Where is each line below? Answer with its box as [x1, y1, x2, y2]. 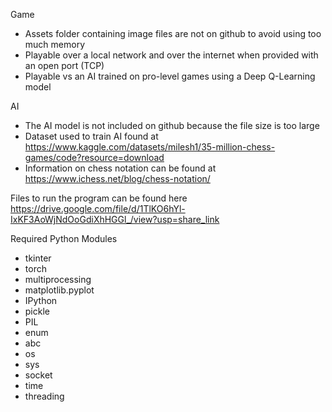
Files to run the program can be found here [10, 192, 188, 204]
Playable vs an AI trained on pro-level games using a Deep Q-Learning [24, 70, 316, 82]
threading [24, 390, 65, 402]
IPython [24, 295, 58, 306]
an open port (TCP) [24, 60, 105, 71]
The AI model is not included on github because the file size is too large [24, 120, 320, 131]
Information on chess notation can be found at [24, 162, 217, 174]
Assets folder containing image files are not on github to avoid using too [24, 28, 322, 39]
